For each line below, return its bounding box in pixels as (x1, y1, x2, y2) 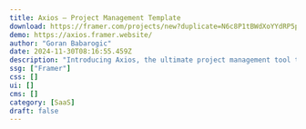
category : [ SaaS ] (9, 97, 76, 107)
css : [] (9, 73, 39, 82)
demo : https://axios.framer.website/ (9, 30, 153, 39)
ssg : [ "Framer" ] (9, 64, 71, 74)
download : (9, 22, 47, 31)
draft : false (9, 106, 59, 115)
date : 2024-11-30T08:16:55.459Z (9, 47, 132, 56)
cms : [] (9, 89, 39, 98)
